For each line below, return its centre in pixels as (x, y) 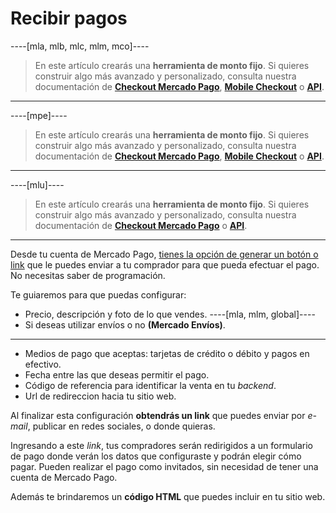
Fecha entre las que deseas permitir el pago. (117, 374)
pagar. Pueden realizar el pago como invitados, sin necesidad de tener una (164, 466)
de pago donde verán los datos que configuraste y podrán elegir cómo (156, 456)
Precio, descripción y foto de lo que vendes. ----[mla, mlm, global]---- (170, 314)
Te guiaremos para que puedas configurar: (98, 294)
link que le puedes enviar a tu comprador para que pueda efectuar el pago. (165, 264)
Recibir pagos (69, 18)
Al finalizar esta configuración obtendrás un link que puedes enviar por (158, 415)
